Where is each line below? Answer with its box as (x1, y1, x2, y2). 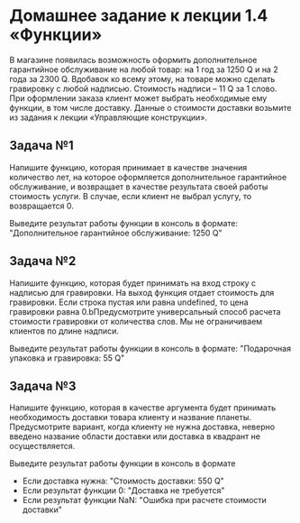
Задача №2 (9, 253, 77, 269)
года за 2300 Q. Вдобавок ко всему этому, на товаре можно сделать (9, 73, 276, 84)
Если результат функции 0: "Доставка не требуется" (22, 485, 225, 496)
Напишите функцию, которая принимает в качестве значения (9, 161, 248, 172)
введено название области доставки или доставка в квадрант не (9, 431, 261, 442)
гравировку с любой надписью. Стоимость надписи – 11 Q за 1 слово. (9, 83, 277, 94)
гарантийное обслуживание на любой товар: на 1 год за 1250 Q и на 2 (9, 64, 278, 75)
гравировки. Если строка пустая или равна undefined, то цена (9, 297, 250, 307)
